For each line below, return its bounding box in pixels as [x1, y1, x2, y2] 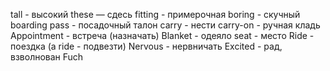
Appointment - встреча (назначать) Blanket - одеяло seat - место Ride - [10, 30, 315, 41]
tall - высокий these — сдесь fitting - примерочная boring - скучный [10, 9, 301, 20]
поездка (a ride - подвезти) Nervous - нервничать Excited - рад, [10, 40, 283, 52]
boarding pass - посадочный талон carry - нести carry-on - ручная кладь [10, 19, 321, 31]
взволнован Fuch [10, 51, 84, 63]
